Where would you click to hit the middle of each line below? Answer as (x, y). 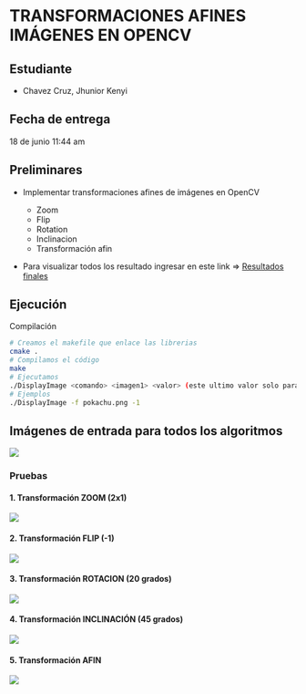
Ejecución (38, 305)
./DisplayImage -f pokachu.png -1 (75, 402)
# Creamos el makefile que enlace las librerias (103, 343)
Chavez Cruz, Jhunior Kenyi (75, 91)
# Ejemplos (30, 394)
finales (35, 275)
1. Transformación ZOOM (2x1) (68, 497)
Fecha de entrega (60, 119)
